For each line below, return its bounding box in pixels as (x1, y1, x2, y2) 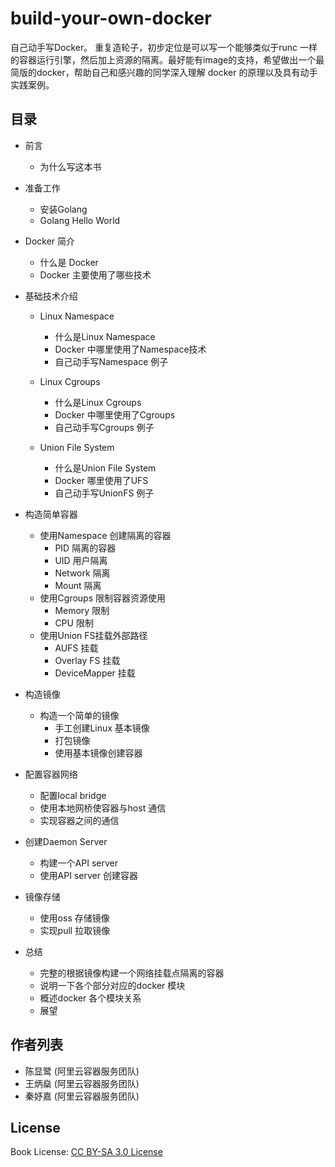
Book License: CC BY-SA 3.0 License (10, 1146, 163, 1158)
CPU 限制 (54, 617, 94, 629)
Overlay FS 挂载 (54, 654, 121, 666)
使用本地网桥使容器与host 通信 (39, 802, 167, 814)
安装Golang (39, 203, 88, 215)
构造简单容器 (24, 508, 78, 520)
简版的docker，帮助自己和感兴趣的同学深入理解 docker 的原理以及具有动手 (10, 66, 318, 78)
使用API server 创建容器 (39, 869, 138, 881)
